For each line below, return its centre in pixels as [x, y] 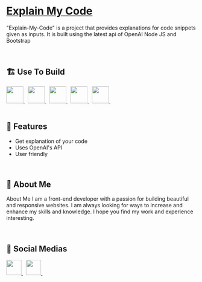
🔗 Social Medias [37, 249]
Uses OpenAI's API [39, 147]
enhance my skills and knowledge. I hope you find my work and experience [100, 211]
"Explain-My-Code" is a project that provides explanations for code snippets [101, 28]
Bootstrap [19, 40]
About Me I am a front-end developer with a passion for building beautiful [97, 199]
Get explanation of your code [51, 141]
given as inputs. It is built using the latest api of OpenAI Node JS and [91, 34]
